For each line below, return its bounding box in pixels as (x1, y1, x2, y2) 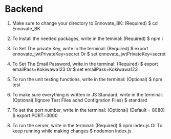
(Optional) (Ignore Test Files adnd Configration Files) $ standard (12, 97, 147, 103)
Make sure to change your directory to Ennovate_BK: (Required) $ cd (12, 20, 158, 26)
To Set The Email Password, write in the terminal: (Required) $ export (12, 61, 158, 67)
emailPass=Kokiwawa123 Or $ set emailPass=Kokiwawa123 (12, 66, 138, 72)
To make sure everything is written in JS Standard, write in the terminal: (12, 91, 163, 97)
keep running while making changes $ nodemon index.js (12, 128, 132, 134)
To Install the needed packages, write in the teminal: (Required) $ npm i (12, 35, 163, 42)
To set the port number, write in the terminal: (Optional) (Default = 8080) (12, 107, 165, 113)
